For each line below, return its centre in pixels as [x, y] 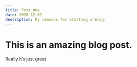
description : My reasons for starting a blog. [56, 19]
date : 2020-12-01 [24, 15]
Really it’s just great [26, 59]
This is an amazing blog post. [69, 45]
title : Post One [22, 10]
